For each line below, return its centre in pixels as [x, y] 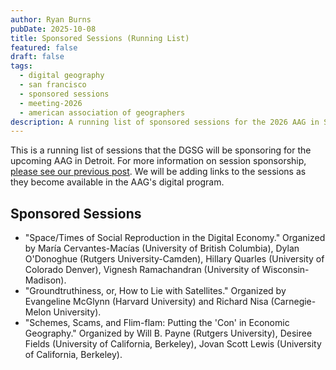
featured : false [44, 47]
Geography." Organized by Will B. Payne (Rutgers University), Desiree [168, 333]
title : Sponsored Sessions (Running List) [100, 38]
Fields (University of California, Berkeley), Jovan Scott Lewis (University [173, 344]
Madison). [45, 280]
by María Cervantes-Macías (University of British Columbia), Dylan [162, 248]
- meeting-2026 [51, 103]
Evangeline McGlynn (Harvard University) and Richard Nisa [146, 302]
